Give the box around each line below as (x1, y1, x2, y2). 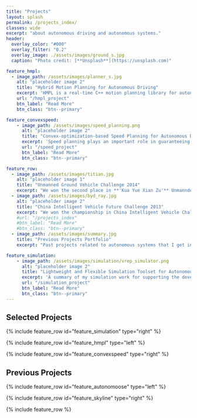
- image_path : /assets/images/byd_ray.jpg (11, 193, 117, 199)
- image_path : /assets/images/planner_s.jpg (11, 74, 122, 80)
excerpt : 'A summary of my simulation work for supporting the (21, 274, 180, 280)
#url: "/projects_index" (16, 215, 77, 220)
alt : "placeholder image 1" (16, 176, 85, 182)
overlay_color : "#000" (11, 42, 67, 47)
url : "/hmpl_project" (16, 96, 69, 101)
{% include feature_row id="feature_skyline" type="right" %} (6, 395, 154, 402)
